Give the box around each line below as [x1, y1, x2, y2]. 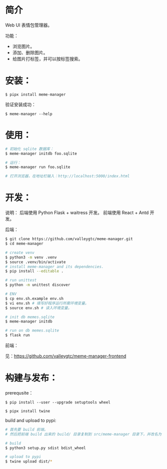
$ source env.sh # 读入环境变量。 [5, 305, 72, 310]
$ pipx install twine [5, 408, 50, 413]
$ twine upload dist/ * [5, 459, 52, 464]
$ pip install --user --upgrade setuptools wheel [5, 399, 111, 405]
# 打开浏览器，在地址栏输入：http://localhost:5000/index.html [5, 173, 130, 179]
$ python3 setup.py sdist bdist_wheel [5, 445, 86, 450]
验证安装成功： [5, 101, 36, 107]
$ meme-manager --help [5, 111, 52, 116]
